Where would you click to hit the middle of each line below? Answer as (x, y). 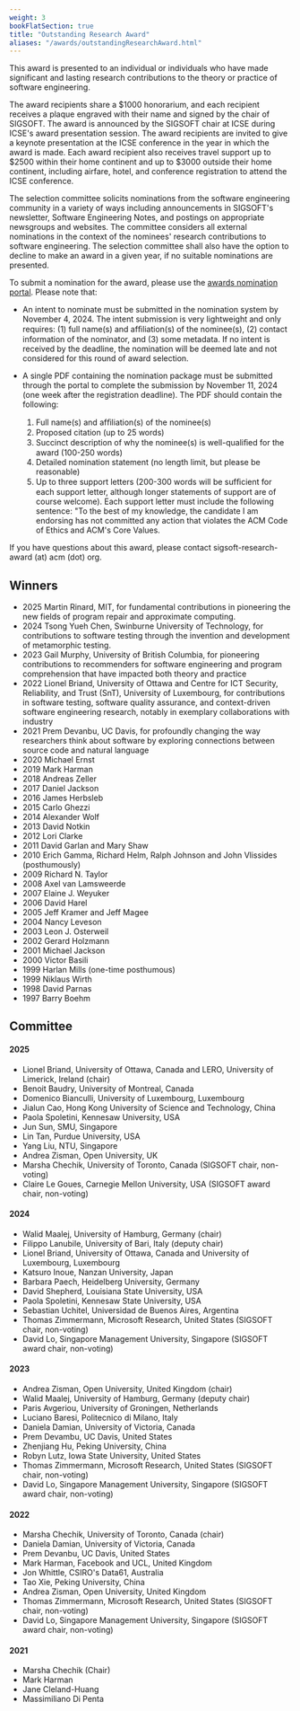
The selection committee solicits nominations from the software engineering (150, 198)
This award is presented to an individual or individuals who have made (139, 68)
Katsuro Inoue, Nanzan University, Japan (98, 1272)
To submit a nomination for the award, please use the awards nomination (144, 283)
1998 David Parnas (57, 989)
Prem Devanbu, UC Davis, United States (96, 1554)
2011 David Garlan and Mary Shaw (86, 846)
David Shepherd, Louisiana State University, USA (112, 1291)
